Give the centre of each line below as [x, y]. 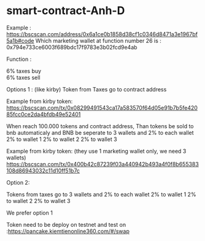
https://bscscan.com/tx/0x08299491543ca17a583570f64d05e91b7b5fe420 [102, 107]
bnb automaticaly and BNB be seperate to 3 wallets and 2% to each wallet [100, 132]
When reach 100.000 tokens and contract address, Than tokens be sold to [100, 126]
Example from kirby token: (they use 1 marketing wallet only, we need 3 [96, 151]
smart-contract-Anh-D [66, 11]
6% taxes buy [24, 71]
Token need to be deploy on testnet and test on [66, 224]
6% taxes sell [24, 77]
